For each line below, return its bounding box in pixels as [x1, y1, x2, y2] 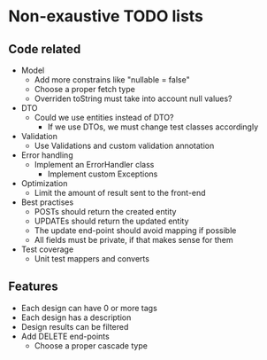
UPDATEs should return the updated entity [34, 215, 189, 226]
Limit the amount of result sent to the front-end [34, 188, 206, 198]
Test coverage [20, 244, 74, 254]
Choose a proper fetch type [34, 84, 136, 94]
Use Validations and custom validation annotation [34, 140, 215, 151]
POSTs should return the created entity [34, 207, 177, 216]
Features [8, 279, 58, 294]
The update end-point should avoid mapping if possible [34, 225, 237, 236]
